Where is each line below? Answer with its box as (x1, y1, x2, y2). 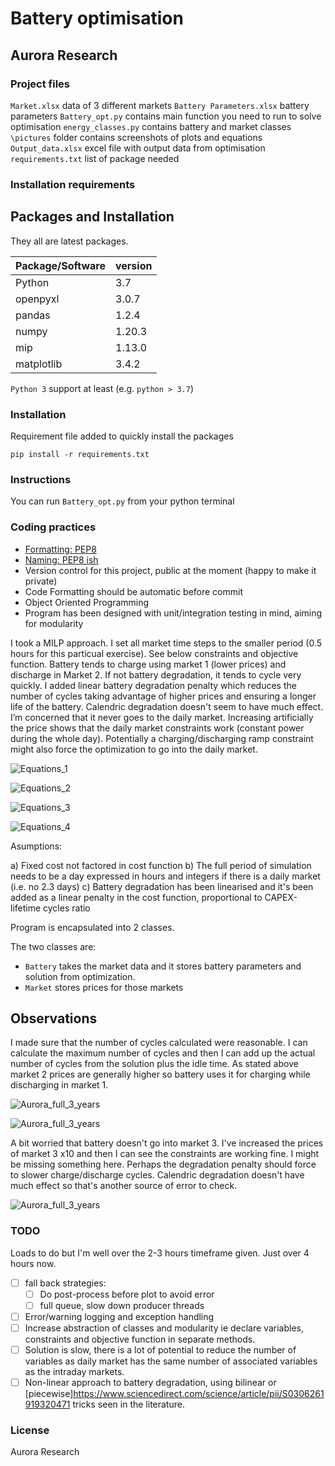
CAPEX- (264, 891, 298, 903)
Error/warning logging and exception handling (24, 1310, 215, 1322)
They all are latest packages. (10, 235, 129, 247)
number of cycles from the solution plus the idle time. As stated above (10, 1058, 299, 1070)
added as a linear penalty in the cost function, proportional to (10, 891, 263, 903)
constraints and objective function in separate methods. (24, 1333, 256, 1345)
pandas (15, 308, 51, 322)
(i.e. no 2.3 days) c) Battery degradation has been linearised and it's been (10, 880, 314, 892)
